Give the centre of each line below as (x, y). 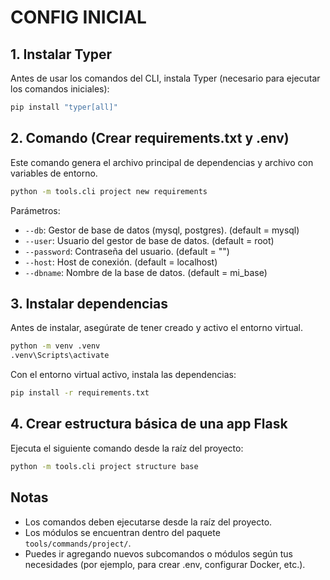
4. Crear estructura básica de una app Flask (149, 424)
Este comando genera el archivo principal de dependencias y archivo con (162, 162)
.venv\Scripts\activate (60, 356)
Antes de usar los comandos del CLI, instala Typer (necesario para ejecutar (165, 78)
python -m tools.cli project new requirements (109, 191)
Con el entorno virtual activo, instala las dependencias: (123, 375)
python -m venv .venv (55, 346)
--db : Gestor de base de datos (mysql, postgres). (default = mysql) (162, 230)
